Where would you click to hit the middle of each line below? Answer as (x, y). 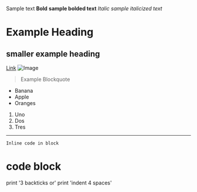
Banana (24, 91)
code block (34, 166)
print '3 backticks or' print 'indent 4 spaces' (59, 183)
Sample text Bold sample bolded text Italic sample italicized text (84, 9)
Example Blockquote (45, 79)
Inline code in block (33, 143)
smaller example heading (53, 54)
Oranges (25, 103)
